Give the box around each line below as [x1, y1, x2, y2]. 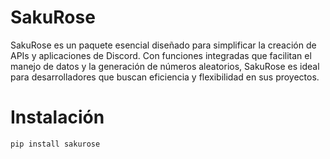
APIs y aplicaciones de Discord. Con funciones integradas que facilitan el [10, 49, 312, 61]
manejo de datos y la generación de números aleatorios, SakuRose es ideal [10, 60, 320, 72]
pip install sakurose [10, 139, 101, 149]
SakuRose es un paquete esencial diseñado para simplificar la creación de [10, 39, 317, 51]
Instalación [10, 106, 105, 129]
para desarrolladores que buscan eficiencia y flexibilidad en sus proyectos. [10, 71, 320, 83]
